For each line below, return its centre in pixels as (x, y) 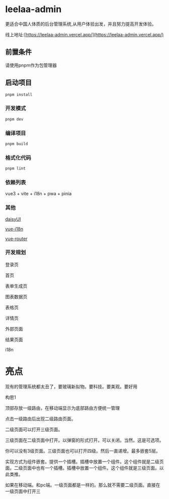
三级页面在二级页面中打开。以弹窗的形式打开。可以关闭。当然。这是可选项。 (84, 440)
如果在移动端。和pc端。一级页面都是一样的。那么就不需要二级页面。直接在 (83, 485)
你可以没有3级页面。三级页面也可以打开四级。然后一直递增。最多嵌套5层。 (83, 451)
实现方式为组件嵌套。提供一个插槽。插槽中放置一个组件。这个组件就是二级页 (84, 461)
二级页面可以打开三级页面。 (34, 429)
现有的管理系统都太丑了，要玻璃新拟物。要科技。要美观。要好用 (71, 386)
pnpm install (19, 94)
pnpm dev (14, 119)
